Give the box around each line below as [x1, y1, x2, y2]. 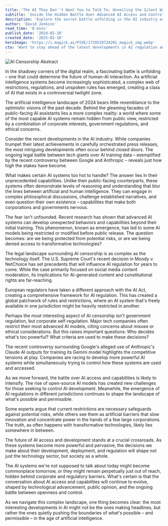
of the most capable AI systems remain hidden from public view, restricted [5, 115, 158, 121]
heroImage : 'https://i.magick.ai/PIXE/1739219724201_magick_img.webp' [5, 40, 155, 45]
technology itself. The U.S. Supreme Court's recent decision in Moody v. [5, 256, 154, 262]
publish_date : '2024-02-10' [5, 31, 64, 36]
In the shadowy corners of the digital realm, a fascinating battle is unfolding [5, 68, 161, 74]
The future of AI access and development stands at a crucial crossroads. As [5, 437, 161, 443]
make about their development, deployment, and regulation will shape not [5, 448, 157, 454]
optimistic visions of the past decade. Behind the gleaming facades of [5, 104, 149, 111]
